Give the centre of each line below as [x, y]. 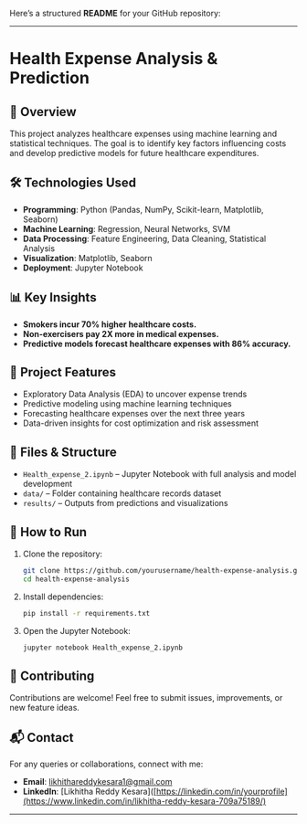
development [48, 484]
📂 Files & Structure [63, 452]
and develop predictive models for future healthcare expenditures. [134, 153]
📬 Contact [42, 738]
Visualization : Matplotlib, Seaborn [87, 258]
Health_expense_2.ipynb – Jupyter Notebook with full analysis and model [159, 474]
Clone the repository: [63, 554]
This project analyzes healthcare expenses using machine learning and [143, 133]
